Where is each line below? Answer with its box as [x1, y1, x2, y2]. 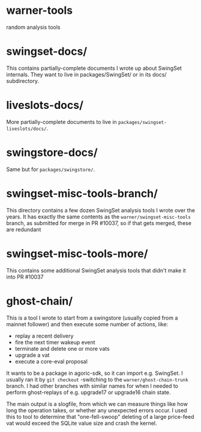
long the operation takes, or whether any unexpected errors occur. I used [6, 407, 187, 414]
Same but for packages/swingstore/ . [6, 165, 95, 173]
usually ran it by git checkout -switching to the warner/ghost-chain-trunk [6, 375, 188, 383]
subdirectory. [6, 77, 40, 84]
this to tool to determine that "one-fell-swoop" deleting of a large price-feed [6, 413, 194, 420]
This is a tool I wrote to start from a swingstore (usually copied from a [6, 314, 178, 321]
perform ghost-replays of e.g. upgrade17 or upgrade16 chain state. [6, 389, 171, 396]
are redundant [6, 226, 41, 233]
